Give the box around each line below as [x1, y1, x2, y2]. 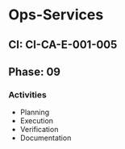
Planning [19, 107, 50, 118]
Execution [19, 116, 54, 126]
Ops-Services [8, 6, 104, 24]
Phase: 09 [8, 64, 60, 78]
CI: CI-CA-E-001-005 [8, 38, 118, 52]
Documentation [19, 133, 72, 143]
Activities [8, 89, 47, 100]
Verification [19, 125, 59, 135]
